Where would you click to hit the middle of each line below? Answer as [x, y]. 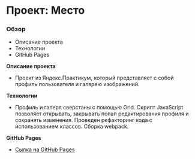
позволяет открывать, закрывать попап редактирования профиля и [102, 114]
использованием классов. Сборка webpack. [72, 127]
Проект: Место [46, 10]
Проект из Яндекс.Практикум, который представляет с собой [94, 78]
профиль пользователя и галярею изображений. [77, 84]
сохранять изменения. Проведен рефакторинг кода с [84, 120]
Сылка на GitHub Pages [45, 149]
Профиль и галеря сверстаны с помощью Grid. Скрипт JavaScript [99, 108]
